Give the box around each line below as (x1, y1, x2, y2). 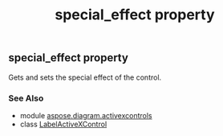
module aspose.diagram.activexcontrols (19, 110, 152, 120)
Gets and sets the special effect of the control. (8, 72, 162, 82)
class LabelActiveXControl (19, 119, 107, 129)
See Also (8, 93, 44, 104)
